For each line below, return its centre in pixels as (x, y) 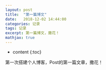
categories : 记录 (23, 24)
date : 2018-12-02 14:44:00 (36, 19)
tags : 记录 (16, 28)
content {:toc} (27, 52)
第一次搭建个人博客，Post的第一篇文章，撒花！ (54, 62)
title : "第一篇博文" (26, 14)
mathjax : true (20, 38)
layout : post (19, 10)
